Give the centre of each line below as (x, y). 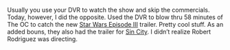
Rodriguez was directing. (42, 39)
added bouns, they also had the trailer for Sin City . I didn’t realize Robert (109, 32)
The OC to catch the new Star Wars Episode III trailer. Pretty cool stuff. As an (115, 24)
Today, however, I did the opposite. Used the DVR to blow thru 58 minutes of (115, 17)
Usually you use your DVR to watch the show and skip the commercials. (108, 10)
